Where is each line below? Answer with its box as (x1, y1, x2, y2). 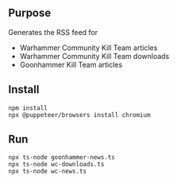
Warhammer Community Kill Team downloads (19, 51, 170, 60)
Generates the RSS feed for (8, 27, 98, 37)
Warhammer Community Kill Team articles (19, 43, 158, 53)
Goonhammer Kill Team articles (19, 60, 123, 69)
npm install (8, 103, 48, 112)
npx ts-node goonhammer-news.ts (8, 154, 115, 162)
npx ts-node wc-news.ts (8, 167, 87, 176)
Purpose (8, 6, 52, 20)
